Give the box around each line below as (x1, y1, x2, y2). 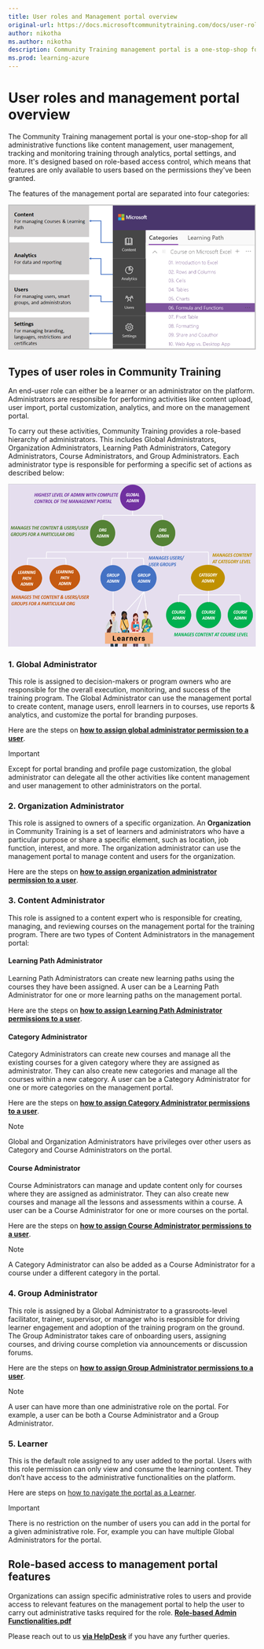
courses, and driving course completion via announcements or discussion (8, 1339, 247, 1348)
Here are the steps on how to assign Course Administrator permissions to (8, 1221, 252, 1230)
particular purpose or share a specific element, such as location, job (8, 835, 229, 845)
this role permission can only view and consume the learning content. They (8, 1464, 251, 1474)
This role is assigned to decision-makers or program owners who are (8, 677, 232, 686)
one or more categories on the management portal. (8, 1083, 174, 1093)
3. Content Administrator (8, 895, 105, 906)
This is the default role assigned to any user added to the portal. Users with (8, 1455, 252, 1465)
